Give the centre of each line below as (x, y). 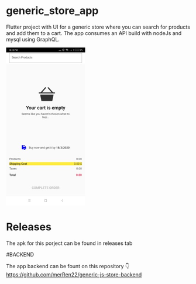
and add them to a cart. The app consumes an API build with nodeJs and (94, 33)
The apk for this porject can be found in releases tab (69, 243)
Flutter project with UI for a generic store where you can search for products (98, 27)
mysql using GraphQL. (33, 39)
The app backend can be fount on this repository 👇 (68, 266)
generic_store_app (52, 11)
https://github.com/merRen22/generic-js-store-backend (74, 274)
